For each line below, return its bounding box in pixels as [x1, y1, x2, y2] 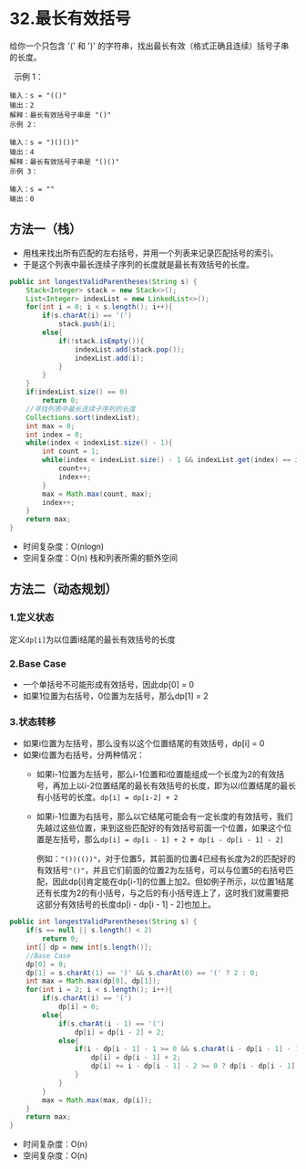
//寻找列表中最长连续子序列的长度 [25, 404, 137, 414]
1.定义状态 [9, 611, 55, 624]
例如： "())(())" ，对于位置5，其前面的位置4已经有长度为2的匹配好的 [36, 853, 296, 864]
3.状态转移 [9, 715, 56, 728]
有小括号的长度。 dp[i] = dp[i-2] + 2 [36, 792, 178, 803]
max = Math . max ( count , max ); [42, 490, 153, 499]
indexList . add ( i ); [74, 353, 145, 363]
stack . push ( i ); [57, 320, 117, 329]
